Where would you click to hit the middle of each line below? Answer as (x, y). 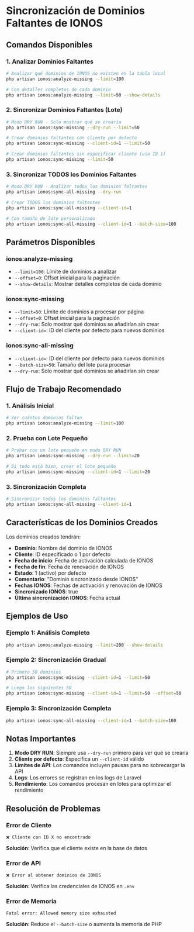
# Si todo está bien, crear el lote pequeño (61, 467)
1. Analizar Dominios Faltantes (50, 61)
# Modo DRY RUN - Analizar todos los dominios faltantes (77, 187)
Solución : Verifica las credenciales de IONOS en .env (70, 886)
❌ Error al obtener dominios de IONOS (53, 875)
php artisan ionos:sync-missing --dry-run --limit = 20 (73, 456)
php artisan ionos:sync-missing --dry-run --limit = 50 (73, 127)
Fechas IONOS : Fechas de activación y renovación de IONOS (88, 585)
